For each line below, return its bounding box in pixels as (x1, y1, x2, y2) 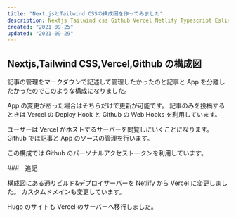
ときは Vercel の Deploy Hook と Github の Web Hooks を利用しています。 (7, 110, 221, 119)
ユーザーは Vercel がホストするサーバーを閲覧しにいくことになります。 (7, 125, 213, 134)
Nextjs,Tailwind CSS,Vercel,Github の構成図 (7, 58, 202, 70)
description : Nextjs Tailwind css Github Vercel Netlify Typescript (7, 17, 212, 24)
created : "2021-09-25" (7, 23, 74, 30)
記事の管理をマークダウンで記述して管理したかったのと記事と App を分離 (7, 78, 219, 86)
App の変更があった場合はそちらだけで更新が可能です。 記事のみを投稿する (7, 101, 225, 110)
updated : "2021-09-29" (7, 30, 74, 37)
